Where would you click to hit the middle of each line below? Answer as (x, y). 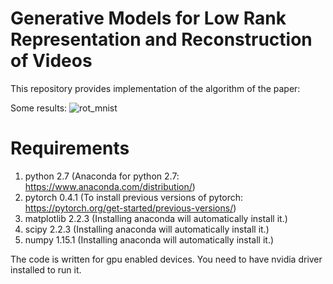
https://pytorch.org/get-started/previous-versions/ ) (130, 208)
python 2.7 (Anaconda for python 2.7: (102, 176)
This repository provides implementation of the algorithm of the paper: (155, 88)
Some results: (39, 108)
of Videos (51, 61)
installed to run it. (46, 269)
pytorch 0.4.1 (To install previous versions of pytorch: (134, 197)
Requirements (70, 148)
